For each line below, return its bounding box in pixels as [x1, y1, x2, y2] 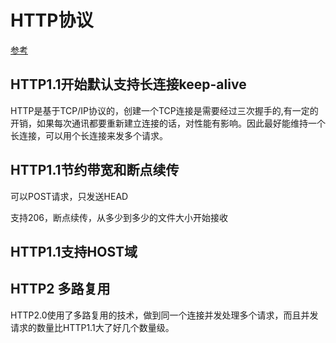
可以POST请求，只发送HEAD [10, 190, 129, 202]
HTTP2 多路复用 [10, 281, 111, 298]
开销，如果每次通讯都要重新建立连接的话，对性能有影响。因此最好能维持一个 [10, 117, 326, 129]
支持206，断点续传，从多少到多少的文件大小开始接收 [10, 211, 229, 223]
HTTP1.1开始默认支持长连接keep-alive [10, 76, 247, 93]
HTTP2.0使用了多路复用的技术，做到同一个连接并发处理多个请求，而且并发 [10, 309, 319, 321]
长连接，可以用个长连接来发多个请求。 [10, 129, 168, 141]
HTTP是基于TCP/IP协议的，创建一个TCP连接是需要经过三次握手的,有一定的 [10, 104, 319, 116]
